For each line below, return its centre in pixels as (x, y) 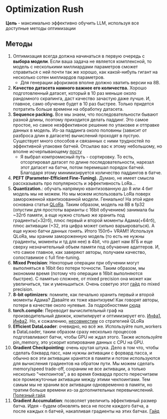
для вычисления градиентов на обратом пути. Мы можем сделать (83, 363)
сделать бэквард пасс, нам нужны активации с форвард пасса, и (82, 353)
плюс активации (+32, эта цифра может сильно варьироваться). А (83, 225)
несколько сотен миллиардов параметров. (59, 77)
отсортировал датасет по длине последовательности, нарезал (87, 162)
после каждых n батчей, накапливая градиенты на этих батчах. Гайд (86, 411)
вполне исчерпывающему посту (47, 151)
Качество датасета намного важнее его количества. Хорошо (80, 88)
